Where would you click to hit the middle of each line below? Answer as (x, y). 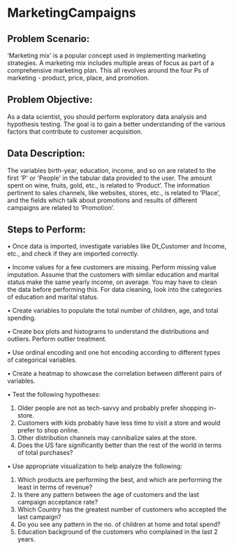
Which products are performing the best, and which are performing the (119, 480)
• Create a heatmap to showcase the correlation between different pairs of (115, 374)
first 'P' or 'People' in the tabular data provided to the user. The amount (110, 178)
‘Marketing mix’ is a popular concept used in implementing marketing (107, 55)
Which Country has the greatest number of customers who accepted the (122, 509)
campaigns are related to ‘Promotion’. (61, 207)
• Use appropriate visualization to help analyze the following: (95, 466)
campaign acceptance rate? (58, 502)
